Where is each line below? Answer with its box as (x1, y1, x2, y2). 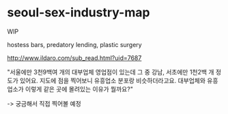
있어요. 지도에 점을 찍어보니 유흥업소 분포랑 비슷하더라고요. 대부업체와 (19, 76, 206, 85)
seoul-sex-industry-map (7, 5, 150, 20)
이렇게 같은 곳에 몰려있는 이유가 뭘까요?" (25, 85, 133, 93)
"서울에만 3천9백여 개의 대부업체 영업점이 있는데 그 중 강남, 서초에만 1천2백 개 (7, 68, 214, 76)
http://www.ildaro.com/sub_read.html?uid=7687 (7, 53, 142, 62)
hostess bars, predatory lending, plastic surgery (7, 40, 142, 48)
